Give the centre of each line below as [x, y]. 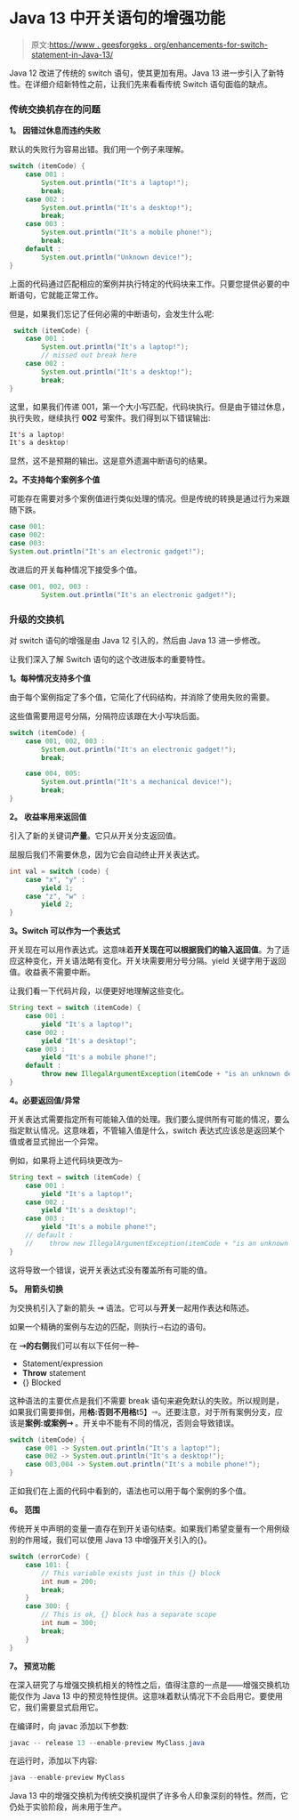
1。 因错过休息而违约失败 [55, 131]
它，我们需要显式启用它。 [56, 1707]
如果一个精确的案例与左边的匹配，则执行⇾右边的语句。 [110, 1326]
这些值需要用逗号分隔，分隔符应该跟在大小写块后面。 [107, 716]
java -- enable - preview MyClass [67, 1778]
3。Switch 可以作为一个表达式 [65, 931]
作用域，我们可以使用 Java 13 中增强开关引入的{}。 [118, 1540]
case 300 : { [47, 1606]
